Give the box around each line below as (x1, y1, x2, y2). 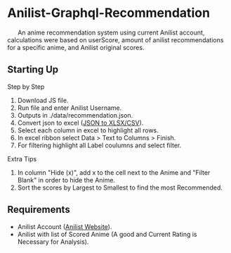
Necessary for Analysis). (17, 237, 89, 246)
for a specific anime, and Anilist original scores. (7, 43, 145, 51)
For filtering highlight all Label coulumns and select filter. (17, 141, 182, 149)
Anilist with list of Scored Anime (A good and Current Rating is (17, 230, 197, 238)
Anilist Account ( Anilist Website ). (17, 222, 112, 230)
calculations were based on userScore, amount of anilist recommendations (7, 35, 224, 44)
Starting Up (7, 63, 59, 75)
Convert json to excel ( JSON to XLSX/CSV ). (17, 118, 144, 127)
